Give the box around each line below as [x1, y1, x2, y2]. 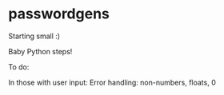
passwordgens [8, 5, 110, 23]
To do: [8, 61, 30, 72]
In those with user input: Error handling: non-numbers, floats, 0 [8, 77, 216, 87]
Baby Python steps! [8, 46, 73, 56]
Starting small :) [8, 31, 61, 41]
